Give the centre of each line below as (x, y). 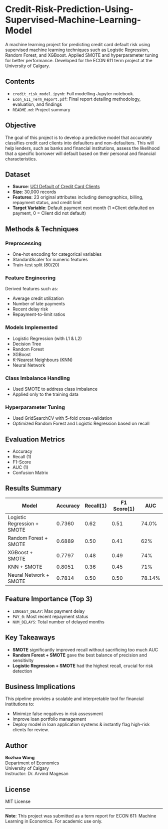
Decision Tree (27, 344)
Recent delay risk (30, 309)
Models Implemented (31, 327)
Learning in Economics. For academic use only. (54, 821)
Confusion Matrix (30, 473)
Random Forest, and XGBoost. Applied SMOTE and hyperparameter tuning (82, 55)
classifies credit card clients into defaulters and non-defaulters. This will (79, 143)
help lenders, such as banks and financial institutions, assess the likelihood (82, 148)
